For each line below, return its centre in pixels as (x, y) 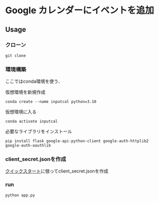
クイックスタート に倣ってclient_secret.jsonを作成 (57, 171)
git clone (16, 56)
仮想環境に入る (21, 112)
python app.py (20, 195)
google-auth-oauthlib (28, 146)
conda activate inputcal (31, 122)
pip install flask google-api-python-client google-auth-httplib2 (77, 141)
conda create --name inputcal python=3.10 (51, 102)
